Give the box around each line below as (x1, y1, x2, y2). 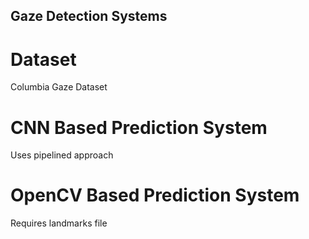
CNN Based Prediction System (10, 116, 268, 139)
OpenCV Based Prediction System (10, 184, 300, 207)
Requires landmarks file (10, 217, 108, 229)
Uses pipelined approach (10, 149, 114, 161)
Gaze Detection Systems (10, 8, 168, 25)
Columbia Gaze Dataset (10, 81, 108, 93)
